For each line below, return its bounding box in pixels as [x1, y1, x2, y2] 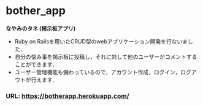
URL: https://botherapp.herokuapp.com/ [6, 91, 129, 100]
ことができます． [14, 61, 58, 68]
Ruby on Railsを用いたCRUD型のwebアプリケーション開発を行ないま [14, 37, 188, 45]
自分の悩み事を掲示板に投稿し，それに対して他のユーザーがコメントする [14, 53, 197, 60]
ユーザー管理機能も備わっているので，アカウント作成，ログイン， [14, 68, 181, 75]
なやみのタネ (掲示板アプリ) [6, 25, 76, 32]
